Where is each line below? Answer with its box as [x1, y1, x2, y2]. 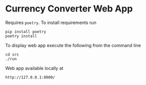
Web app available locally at [5, 65, 64, 71]
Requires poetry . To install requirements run [5, 19, 97, 25]
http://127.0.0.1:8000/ [5, 74, 56, 80]
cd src [5, 52, 19, 57]
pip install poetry [5, 29, 46, 34]
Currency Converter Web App [5, 3, 133, 14]
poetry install [5, 33, 37, 38]
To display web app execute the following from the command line [5, 42, 141, 48]
